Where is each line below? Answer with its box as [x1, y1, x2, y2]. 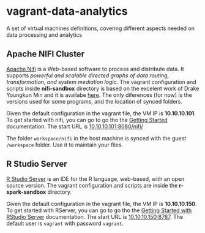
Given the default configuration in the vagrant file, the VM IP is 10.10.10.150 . [6, 200, 197, 207]
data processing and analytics [6, 31, 83, 38]
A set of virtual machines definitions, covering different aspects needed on [6, 25, 195, 32]
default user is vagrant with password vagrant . [6, 220, 124, 227]
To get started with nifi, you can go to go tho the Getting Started [6, 116, 168, 123]
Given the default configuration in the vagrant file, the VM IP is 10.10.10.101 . [6, 109, 196, 117]
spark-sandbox [6, 188, 47, 196]
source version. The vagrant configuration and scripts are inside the [6, 181, 178, 189]
